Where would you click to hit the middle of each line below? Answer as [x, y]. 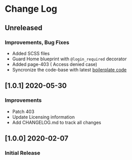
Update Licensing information [43, 117]
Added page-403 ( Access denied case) [55, 64]
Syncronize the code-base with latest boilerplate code [69, 70]
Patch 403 [23, 111]
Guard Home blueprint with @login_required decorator [70, 59]
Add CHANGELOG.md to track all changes [57, 122]
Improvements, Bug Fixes [37, 42]
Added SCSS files [31, 53]
